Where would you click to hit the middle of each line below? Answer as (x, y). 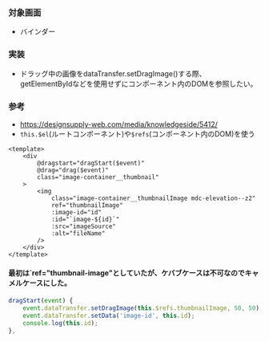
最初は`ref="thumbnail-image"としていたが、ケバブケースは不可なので (127, 273)
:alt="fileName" (78, 233)
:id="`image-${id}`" (85, 219)
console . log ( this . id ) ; (60, 323)
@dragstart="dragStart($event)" (91, 163)
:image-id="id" (76, 212)
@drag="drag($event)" (73, 170)
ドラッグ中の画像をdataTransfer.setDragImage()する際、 (113, 73)
